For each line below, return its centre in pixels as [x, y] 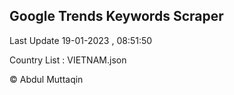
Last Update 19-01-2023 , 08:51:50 [81, 40]
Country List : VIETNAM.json [68, 60]
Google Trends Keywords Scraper [116, 16]
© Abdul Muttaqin [46, 79]
